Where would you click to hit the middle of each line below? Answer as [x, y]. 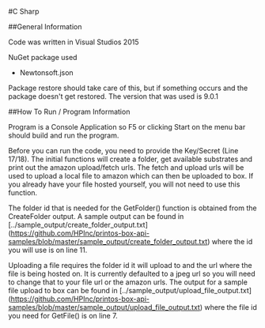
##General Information [45, 26]
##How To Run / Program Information [69, 111]
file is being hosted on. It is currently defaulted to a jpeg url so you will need [132, 273]
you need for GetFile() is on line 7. [63, 316]
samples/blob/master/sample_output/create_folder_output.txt [108, 241]
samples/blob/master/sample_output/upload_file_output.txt [104, 307]
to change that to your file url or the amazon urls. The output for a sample [128, 282]
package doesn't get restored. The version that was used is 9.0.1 [114, 96]
